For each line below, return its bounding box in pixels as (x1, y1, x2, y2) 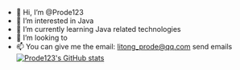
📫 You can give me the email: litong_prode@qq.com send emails (15, 42, 233, 51)
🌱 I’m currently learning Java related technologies (15, 25, 181, 33)
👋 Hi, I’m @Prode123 (15, 8, 85, 17)
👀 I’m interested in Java (15, 16, 94, 25)
